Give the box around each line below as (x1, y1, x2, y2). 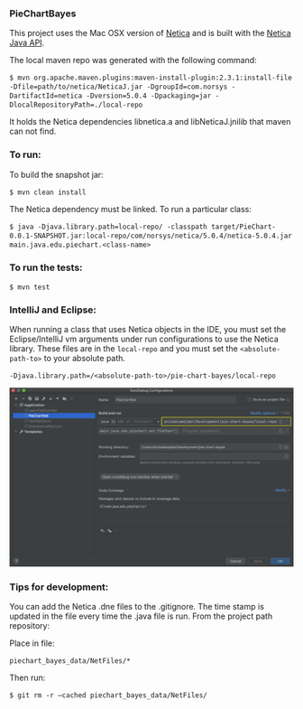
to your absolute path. (43, 353, 126, 364)
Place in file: (9, 638, 56, 648)
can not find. (9, 126, 57, 137)
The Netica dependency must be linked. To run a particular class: (9, 203, 252, 214)
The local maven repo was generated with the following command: (9, 55, 257, 66)
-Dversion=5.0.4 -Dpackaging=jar (86, 91, 212, 101)
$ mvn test (9, 283, 50, 292)
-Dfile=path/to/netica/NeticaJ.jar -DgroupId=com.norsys (9, 82, 228, 92)
